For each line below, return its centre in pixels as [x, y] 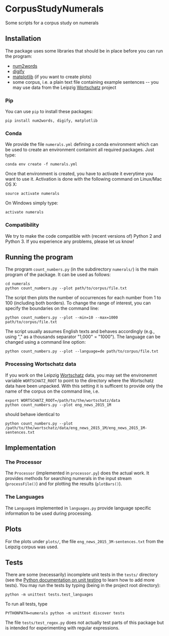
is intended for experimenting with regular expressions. [62, 628]
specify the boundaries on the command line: [52, 308]
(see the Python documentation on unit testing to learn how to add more [80, 580]
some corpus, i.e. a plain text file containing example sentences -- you [86, 82]
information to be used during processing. [49, 513]
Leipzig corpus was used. [32, 547]
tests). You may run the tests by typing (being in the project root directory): [83, 586]
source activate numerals [32, 194]
